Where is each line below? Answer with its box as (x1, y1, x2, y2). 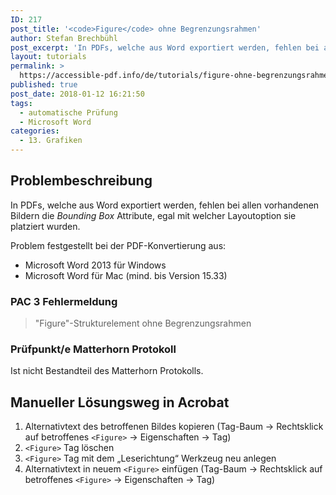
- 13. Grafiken (19, 136, 83, 146)
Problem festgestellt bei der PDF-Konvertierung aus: (10, 239, 227, 251)
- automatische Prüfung (19, 107, 118, 118)
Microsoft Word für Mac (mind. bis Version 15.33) (24, 269, 228, 281)
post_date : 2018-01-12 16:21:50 (10, 89, 145, 99)
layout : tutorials (10, 52, 87, 62)
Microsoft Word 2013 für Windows (24, 259, 167, 271)
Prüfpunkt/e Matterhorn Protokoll (10, 342, 177, 356)
